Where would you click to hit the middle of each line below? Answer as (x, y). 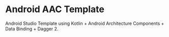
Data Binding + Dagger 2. (32, 28)
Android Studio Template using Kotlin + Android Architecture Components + (85, 23)
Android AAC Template (55, 9)
